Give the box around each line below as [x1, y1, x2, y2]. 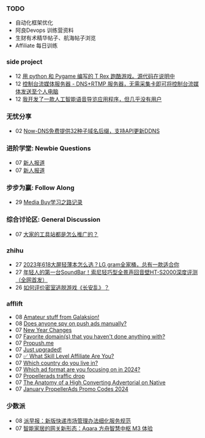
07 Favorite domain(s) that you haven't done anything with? [15, 333, 165, 341]
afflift [6, 300, 23, 308]
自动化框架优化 [15, 19, 53, 26]
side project [6, 58, 43, 66]
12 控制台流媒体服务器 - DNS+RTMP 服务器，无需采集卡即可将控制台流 [15, 80, 194, 87]
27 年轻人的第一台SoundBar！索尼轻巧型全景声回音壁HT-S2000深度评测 [15, 268, 198, 276]
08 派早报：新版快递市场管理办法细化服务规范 [15, 417, 132, 424]
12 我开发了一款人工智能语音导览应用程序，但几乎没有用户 [15, 95, 162, 102]
